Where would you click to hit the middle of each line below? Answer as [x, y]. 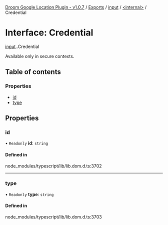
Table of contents [33, 72]
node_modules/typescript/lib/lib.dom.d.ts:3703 [53, 217]
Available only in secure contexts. [40, 56]
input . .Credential [22, 46]
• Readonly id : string [27, 143]
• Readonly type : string [29, 194]
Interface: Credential [49, 33]
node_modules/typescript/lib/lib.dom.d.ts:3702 [53, 166]
